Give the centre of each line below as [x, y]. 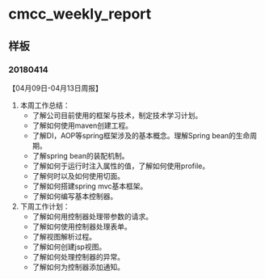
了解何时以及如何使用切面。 [78, 175]
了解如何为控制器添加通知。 [78, 267]
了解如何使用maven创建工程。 [82, 125]
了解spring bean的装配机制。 [80, 155]
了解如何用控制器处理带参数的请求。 [93, 216]
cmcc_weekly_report [80, 14]
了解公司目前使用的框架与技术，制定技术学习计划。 [117, 115]
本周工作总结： [45, 105]
